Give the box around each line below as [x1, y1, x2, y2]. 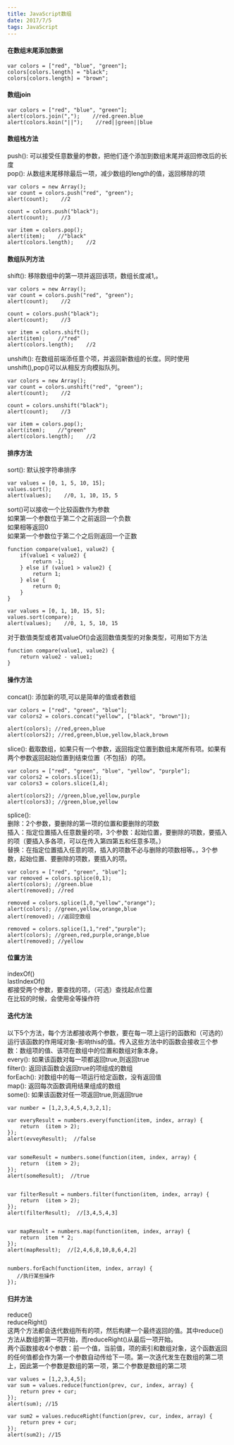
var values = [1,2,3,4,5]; [7, 1376, 87, 1383]
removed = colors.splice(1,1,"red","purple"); [7, 925, 147, 932]
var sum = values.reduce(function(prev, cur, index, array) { [7, 1382, 194, 1389]
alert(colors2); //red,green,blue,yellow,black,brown [7, 731, 169, 738]
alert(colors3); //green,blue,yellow [7, 798, 118, 805]
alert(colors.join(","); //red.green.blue [7, 112, 143, 120]
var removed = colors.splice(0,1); [7, 874, 112, 882]
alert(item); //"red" [7, 335, 80, 342]
